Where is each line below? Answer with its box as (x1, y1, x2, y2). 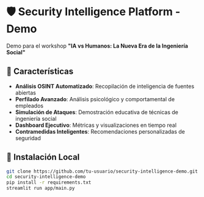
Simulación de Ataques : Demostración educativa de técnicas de (15, 108, 178, 116)
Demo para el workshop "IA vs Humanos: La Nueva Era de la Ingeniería (6, 42, 188, 49)
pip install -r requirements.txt (6, 179, 92, 186)
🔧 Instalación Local (6, 152, 80, 162)
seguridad (15, 134, 42, 141)
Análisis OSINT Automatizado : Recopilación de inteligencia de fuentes (15, 82, 194, 90)
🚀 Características (6, 66, 74, 77)
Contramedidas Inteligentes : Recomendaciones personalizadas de (15, 127, 185, 135)
